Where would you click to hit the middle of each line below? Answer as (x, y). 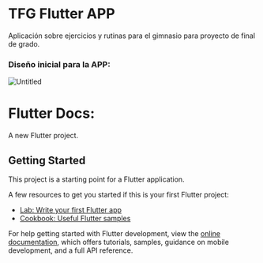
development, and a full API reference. (71, 250)
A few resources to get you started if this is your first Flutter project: (118, 194)
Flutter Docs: (51, 113)
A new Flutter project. (43, 136)
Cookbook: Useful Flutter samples (75, 218)
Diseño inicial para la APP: (59, 64)
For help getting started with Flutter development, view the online (115, 233)
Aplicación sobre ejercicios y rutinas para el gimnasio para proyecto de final (131, 36)
